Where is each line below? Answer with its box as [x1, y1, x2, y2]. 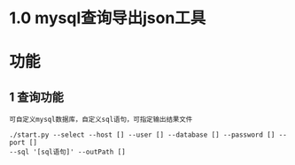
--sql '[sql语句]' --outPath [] [9, 147, 126, 157]
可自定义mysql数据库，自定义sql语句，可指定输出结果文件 [9, 116, 193, 124]
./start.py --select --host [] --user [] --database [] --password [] [9, 131, 276, 139]
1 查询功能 [9, 89, 65, 104]
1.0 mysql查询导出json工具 [9, 8, 206, 28]
